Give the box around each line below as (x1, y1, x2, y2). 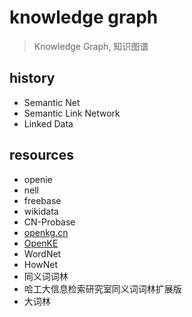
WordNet (23, 247, 62, 260)
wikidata (23, 205, 59, 217)
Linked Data (23, 117, 74, 130)
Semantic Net (23, 96, 81, 108)
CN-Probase (23, 216, 76, 228)
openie (23, 173, 53, 185)
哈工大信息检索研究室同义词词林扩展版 (23, 282, 182, 295)
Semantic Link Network (23, 107, 121, 119)
